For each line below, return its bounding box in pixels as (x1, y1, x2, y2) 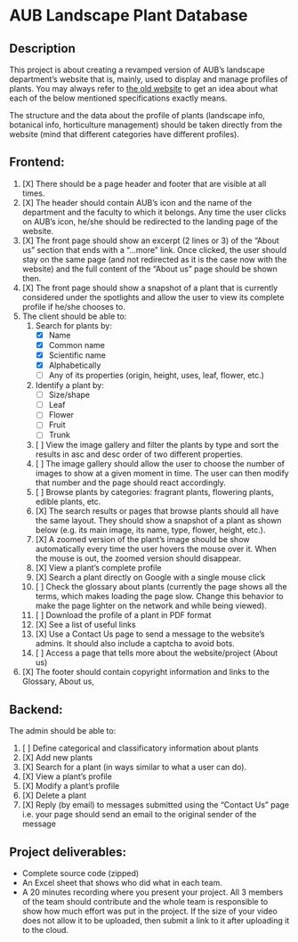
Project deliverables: (9, 844, 127, 859)
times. (21, 188, 45, 199)
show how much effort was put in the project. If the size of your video (21, 905, 278, 917)
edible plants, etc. (35, 496, 101, 508)
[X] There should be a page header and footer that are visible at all (21, 178, 267, 189)
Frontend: (9, 155, 65, 170)
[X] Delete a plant (21, 790, 87, 801)
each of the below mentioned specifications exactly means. (9, 93, 228, 103)
